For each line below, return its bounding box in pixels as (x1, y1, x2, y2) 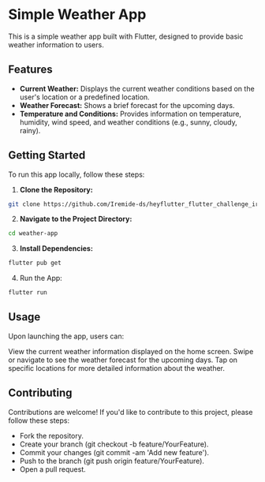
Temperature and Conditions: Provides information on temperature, (19, 109, 242, 118)
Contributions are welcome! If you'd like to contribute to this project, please (8, 407, 253, 417)
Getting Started (8, 148, 86, 163)
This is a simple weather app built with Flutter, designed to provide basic (8, 32, 244, 41)
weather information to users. (8, 39, 104, 49)
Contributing (8, 387, 73, 400)
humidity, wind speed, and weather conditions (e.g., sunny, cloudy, (19, 117, 238, 127)
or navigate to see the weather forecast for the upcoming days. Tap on (8, 355, 238, 364)
